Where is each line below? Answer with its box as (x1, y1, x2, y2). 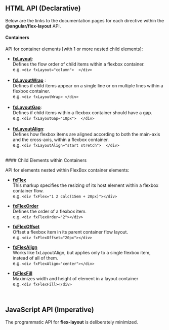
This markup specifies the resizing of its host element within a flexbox (12, 182, 158, 188)
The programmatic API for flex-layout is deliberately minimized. (5, 319, 138, 325)
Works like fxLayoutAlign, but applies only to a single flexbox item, (12, 250, 151, 256)
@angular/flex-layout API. (5, 23, 61, 29)
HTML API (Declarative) (5, 4, 81, 13)
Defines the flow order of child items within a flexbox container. (12, 61, 145, 68)
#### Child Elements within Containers (5, 157, 87, 163)
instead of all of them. (12, 255, 58, 261)
